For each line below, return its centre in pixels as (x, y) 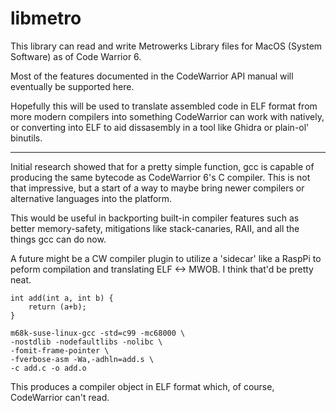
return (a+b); (57, 307)
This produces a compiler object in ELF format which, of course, (142, 386)
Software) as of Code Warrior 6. (76, 56)
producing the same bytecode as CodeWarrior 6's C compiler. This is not (160, 177)
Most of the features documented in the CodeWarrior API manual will (152, 76)
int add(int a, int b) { (62, 298)
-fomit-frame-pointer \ (60, 350)
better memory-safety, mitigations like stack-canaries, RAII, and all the (155, 228)
